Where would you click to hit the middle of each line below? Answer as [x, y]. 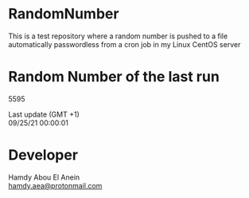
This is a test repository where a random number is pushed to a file [118, 36]
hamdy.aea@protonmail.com [55, 185]
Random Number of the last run [114, 77]
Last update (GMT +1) [44, 114]
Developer [43, 155]
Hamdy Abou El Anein [44, 177]
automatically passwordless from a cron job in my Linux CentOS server [124, 44]
